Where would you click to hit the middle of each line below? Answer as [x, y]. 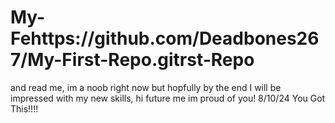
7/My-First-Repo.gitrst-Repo [132, 60]
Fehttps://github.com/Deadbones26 [165, 38]
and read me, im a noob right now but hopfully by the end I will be [146, 87]
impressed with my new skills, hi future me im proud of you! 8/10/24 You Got [168, 98]
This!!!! [24, 108]
